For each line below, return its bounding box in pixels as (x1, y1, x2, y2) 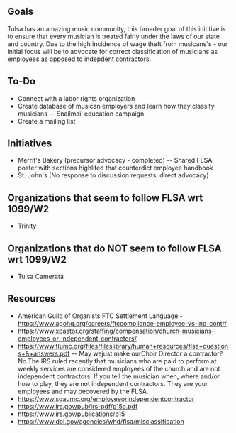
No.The (17, 356, 40, 365)
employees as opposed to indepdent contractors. (7, 55, 152, 63)
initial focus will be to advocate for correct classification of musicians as (7, 47, 218, 55)
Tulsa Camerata (17, 273, 64, 281)
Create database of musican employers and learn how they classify (17, 102, 215, 110)
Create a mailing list (17, 116, 76, 125)
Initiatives (7, 138, 52, 150)
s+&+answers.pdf (17, 349, 70, 358)
